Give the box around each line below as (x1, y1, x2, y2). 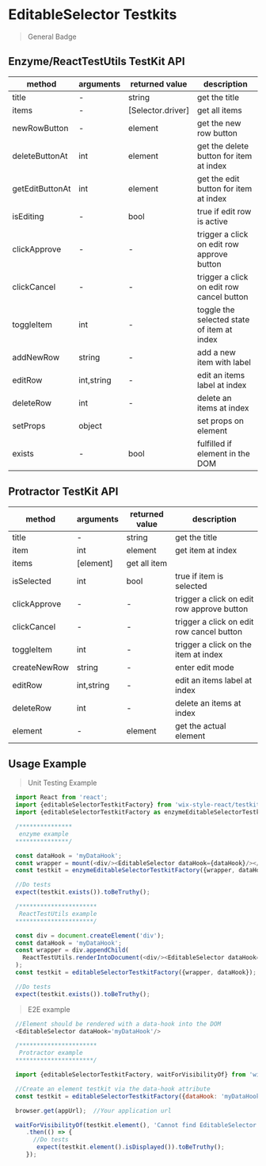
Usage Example (8, 756, 87, 771)
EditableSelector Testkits (8, 6, 177, 24)
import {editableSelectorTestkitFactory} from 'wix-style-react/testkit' (15, 801, 264, 809)
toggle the (196, 304, 235, 315)
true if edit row (196, 206, 252, 217)
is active (196, 216, 228, 227)
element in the (196, 448, 251, 459)
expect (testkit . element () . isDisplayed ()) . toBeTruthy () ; (36, 1143, 225, 1152)
